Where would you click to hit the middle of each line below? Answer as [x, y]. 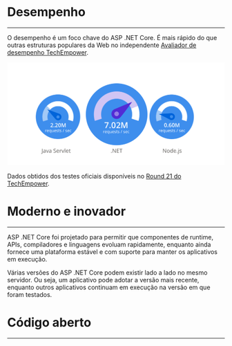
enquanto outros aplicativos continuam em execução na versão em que [109, 287]
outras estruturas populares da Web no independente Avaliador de [102, 45]
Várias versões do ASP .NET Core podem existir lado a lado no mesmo [107, 272]
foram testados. [30, 294]
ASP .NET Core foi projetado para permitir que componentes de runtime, [110, 237]
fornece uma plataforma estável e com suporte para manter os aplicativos [113, 252]
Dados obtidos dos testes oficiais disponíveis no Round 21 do [94, 176]
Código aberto [49, 322]
